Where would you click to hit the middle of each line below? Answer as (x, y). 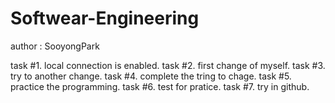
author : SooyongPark (55, 46)
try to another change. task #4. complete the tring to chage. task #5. (151, 76)
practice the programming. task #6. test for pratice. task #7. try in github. (160, 86)
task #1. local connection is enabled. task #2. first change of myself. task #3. (168, 65)
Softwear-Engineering (105, 18)
